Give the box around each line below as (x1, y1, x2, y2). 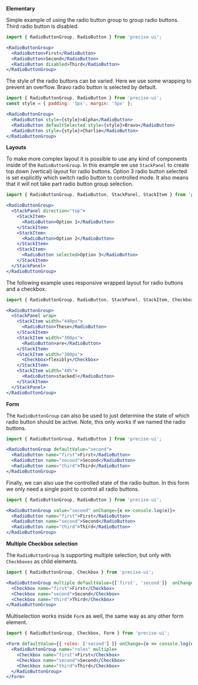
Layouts (6, 144, 27, 151)
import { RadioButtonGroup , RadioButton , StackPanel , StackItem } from (6, 192, 186, 198)
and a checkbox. (6, 285, 47, 292)
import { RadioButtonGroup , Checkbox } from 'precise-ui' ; (6, 569, 154, 575)
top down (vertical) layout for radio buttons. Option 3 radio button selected (6, 168, 187, 175)
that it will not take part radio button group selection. (6, 180, 134, 188)
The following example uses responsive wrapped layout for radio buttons (6, 279, 184, 286)
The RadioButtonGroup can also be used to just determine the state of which (6, 412, 190, 419)
